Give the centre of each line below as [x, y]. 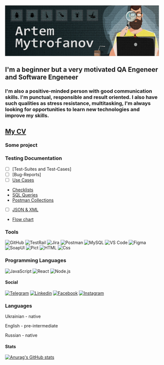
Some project [21, 145]
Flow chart [23, 220]
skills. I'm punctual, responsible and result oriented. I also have [81, 97]
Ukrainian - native [23, 316]
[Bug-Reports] [27, 174]
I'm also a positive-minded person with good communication [79, 91]
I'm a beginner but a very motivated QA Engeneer [82, 70]
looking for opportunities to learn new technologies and [72, 109]
